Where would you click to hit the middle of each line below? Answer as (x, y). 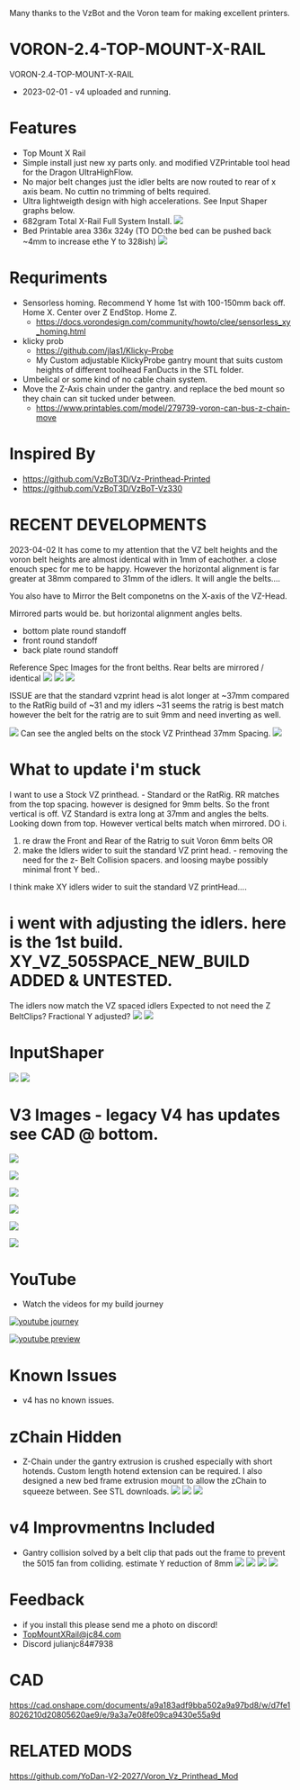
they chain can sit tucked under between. (99, 398)
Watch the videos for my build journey (93, 1304)
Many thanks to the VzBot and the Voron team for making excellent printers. (150, 13)
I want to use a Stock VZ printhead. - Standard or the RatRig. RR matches (145, 794)
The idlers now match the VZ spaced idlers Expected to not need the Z (140, 1005)
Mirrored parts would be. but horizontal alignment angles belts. (126, 613)
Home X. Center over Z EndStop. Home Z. (100, 312)
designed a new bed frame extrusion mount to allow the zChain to (144, 1481)
